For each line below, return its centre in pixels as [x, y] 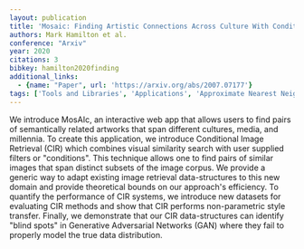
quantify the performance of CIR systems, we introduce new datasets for [145, 196]
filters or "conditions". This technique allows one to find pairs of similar [142, 158]
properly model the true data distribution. [86, 235]
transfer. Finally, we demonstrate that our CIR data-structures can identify [147, 215]
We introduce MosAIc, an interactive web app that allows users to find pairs [150, 120]
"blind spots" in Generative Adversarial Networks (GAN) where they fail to [147, 225]
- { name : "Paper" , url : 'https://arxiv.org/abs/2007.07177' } [135, 85]
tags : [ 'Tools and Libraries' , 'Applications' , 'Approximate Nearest [143, 93]
